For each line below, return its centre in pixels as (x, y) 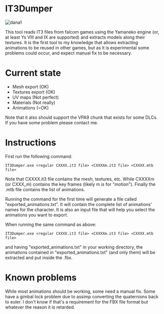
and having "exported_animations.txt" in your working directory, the (74, 247)
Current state (33, 73)
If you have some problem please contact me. (52, 122)
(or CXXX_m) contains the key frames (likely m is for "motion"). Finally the (80, 184)
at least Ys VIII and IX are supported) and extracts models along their (75, 37)
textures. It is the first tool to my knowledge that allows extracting (72, 42)
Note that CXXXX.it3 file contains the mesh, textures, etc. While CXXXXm (80, 179)
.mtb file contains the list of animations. (45, 189)
